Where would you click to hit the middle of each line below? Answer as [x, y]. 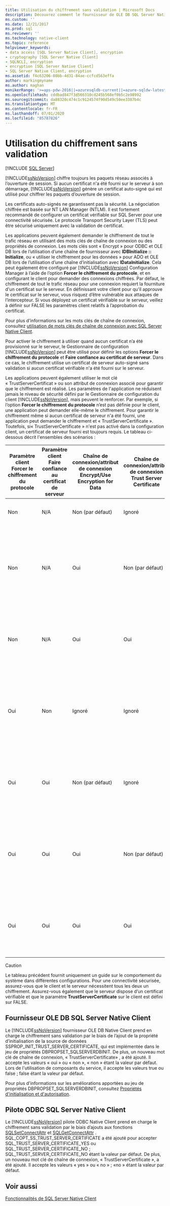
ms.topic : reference [27, 43]
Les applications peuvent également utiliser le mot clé [61, 378]
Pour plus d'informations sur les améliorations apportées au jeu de [75, 1083]
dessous [14, 437]
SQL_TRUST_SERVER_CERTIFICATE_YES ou [51, 1144]
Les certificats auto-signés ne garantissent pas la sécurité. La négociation [82, 204]
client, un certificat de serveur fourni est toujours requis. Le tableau [76, 432]
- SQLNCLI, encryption [29, 62]
